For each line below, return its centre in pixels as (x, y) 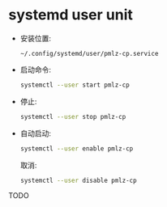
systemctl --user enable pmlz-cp (77, 148)
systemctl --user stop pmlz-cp (73, 116)
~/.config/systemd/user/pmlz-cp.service (89, 53)
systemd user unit (71, 15)
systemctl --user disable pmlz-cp (78, 180)
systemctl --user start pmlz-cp (75, 85)
